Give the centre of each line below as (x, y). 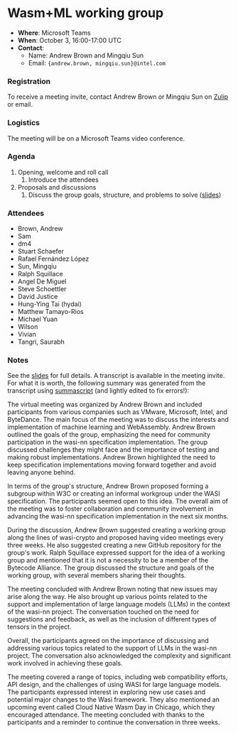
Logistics (24, 123)
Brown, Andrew (40, 229)
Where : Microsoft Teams (54, 33)
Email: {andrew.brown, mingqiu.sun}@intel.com (97, 63)
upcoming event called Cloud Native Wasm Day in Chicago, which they (111, 707)
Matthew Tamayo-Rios (50, 312)
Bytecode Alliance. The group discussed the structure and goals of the (111, 568)
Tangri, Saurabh (41, 342)
